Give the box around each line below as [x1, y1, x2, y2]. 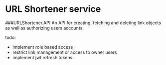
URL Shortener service [5, 3, 101, 15]
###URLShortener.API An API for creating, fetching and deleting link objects [5, 20, 161, 26]
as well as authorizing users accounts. [5, 25, 84, 31]
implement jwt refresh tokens [12, 54, 73, 60]
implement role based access [12, 44, 73, 50]
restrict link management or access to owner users [12, 49, 117, 55]
